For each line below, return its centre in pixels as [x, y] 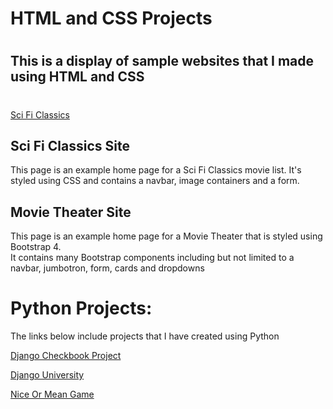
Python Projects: [81, 308]
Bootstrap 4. [36, 247]
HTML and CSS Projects [111, 18]
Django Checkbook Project [66, 356]
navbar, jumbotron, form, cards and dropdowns [107, 268]
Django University [47, 375]
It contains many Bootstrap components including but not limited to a [152, 258]
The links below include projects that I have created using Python [145, 336]
